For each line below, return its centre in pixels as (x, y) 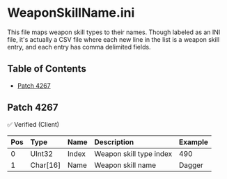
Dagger (191, 165)
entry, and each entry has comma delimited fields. (79, 47)
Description (114, 142)
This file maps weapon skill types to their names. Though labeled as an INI (114, 32)
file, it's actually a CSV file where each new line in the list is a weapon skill (113, 39)
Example (194, 142)
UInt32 (42, 153)
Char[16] (46, 165)
